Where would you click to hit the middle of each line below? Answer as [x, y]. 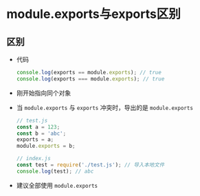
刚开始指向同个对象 [44, 93]
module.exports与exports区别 [94, 14]
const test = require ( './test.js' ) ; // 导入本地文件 [90, 165]
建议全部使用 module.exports [57, 185]
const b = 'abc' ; [41, 133]
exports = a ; [35, 140]
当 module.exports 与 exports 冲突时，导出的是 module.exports [105, 107]
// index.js [33, 159]
